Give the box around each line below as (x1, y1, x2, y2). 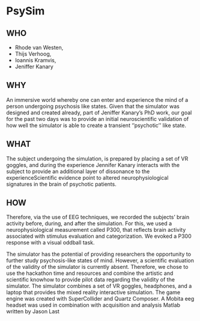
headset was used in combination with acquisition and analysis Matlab (6, 301, 181, 309)
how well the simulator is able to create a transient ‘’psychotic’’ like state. (6, 122, 187, 129)
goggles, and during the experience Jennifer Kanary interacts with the (6, 161, 180, 168)
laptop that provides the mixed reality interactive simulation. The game (6, 289, 181, 296)
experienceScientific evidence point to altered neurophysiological (6, 174, 169, 181)
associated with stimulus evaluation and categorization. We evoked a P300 (6, 232, 192, 240)
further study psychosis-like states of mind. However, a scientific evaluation (6, 257, 194, 264)
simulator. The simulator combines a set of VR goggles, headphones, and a (6, 283, 192, 290)
